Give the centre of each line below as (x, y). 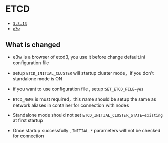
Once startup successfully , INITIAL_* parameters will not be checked (86, 130)
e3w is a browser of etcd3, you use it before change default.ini (79, 57)
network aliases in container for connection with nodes (71, 105)
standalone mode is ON (37, 79)
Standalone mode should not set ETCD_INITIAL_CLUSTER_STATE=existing (88, 115)
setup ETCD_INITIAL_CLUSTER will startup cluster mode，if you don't (83, 73)
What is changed (33, 45)
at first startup (28, 120)
